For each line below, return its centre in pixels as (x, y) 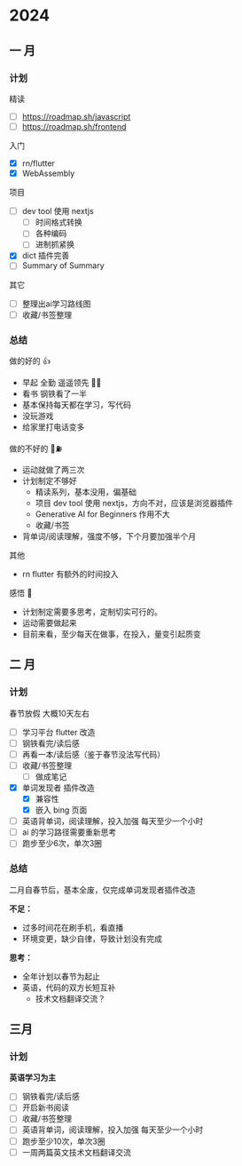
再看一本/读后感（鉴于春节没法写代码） (94, 754)
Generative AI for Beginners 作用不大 (102, 514)
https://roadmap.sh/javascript (76, 116)
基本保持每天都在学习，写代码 (76, 404)
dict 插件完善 (46, 256)
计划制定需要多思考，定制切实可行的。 (92, 611)
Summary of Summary (63, 266)
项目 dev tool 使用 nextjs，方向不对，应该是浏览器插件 (134, 503)
